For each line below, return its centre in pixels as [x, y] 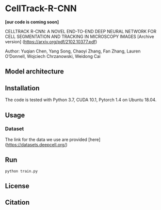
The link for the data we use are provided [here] [53, 140]
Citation [17, 202]
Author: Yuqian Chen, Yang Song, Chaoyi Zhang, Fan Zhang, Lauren [73, 51]
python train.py [21, 171]
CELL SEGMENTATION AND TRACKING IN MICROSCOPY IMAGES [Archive [80, 36]
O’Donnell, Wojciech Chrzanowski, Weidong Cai [53, 56]
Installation [22, 88]
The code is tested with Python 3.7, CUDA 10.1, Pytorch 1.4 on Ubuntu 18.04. [81, 100]
